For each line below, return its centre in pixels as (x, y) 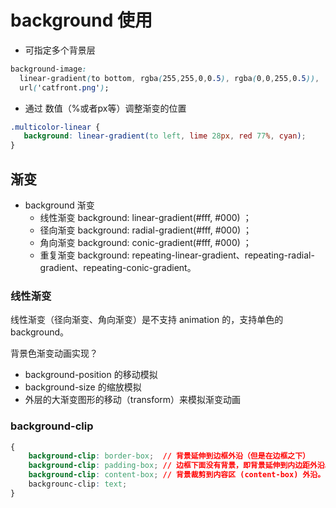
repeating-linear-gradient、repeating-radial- (223, 255)
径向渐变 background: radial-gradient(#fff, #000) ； (146, 230)
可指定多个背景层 (60, 50)
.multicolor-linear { (55, 127)
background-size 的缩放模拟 (83, 387)
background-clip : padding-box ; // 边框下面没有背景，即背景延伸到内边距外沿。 (180, 466)
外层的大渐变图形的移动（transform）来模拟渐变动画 (133, 400)
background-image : (48, 69)
